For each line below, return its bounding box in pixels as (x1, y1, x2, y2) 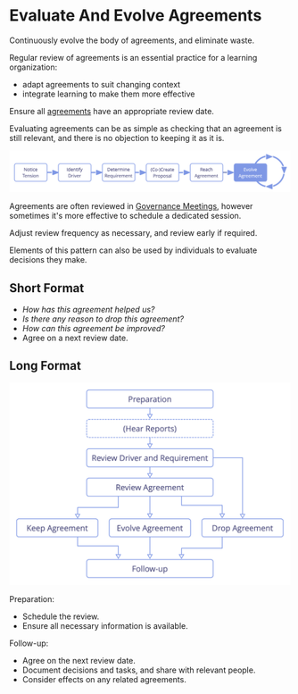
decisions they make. (9, 255, 87, 265)
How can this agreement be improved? (21, 323, 166, 334)
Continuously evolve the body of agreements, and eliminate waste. (9, 35, 255, 46)
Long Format (9, 358, 82, 373)
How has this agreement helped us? (21, 305, 155, 315)
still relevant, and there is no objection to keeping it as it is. (9, 132, 225, 143)
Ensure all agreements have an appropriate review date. (9, 105, 214, 116)
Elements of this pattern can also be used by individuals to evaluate (9, 245, 258, 255)
